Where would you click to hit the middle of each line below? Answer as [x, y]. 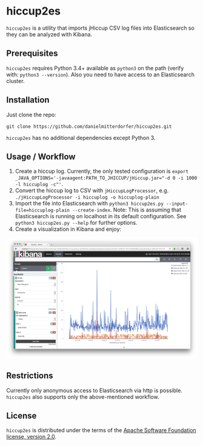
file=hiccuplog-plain [42, 210]
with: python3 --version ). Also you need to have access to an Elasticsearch [101, 75]
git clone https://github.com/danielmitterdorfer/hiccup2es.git [89, 126]
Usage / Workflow [41, 157]
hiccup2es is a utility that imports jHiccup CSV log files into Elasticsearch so [101, 28]
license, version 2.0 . [31, 437]
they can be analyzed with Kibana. [49, 34]
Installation [28, 100]
